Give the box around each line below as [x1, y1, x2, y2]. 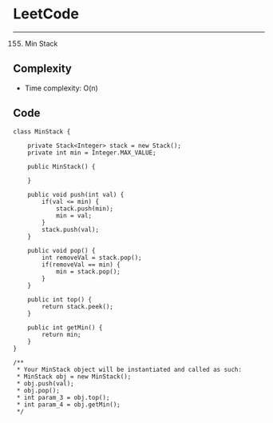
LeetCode [13, 5, 79, 23]
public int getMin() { [27, 323, 103, 332]
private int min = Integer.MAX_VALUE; [27, 149, 156, 157]
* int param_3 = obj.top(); [16, 393, 110, 401]
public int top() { [27, 295, 93, 304]
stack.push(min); [55, 205, 114, 213]
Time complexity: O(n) [24, 83, 98, 93]
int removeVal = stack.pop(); [42, 253, 142, 261]
